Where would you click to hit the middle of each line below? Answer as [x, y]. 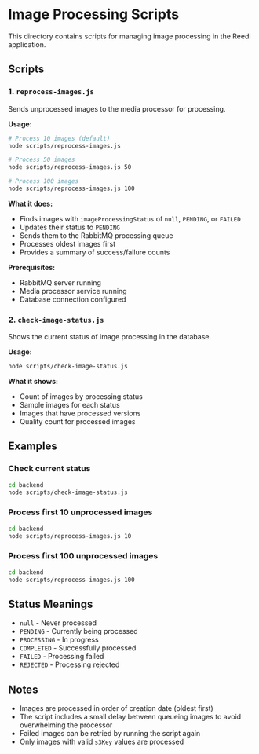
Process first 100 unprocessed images [83, 556]
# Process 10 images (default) [59, 138]
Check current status [49, 469]
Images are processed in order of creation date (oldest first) [116, 708]
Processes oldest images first [67, 243]
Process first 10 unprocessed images [80, 512]
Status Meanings [51, 604]
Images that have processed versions [80, 413]
